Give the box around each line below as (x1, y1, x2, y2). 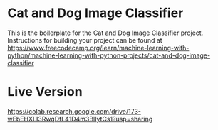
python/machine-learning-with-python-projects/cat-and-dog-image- (7, 51, 211, 60)
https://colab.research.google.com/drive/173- (7, 107, 141, 115)
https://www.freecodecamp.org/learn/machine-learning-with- (7, 43, 190, 52)
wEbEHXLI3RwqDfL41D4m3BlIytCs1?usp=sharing (7, 114, 153, 123)
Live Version (7, 84, 83, 100)
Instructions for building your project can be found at (7, 36, 162, 44)
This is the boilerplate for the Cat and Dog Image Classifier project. (7, 28, 204, 37)
